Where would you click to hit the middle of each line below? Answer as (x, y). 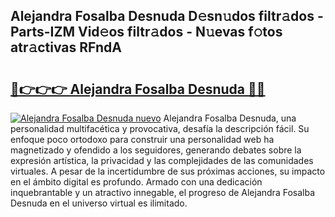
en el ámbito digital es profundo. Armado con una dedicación (136, 182)
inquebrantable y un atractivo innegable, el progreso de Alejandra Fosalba (162, 192)
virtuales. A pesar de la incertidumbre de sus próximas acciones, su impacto (168, 171)
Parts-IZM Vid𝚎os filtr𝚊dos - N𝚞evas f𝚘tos (146, 32)
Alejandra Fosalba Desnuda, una (230, 118)
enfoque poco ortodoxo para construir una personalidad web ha (142, 139)
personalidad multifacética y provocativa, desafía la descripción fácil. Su (160, 128)
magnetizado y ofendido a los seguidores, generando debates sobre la (156, 150)
